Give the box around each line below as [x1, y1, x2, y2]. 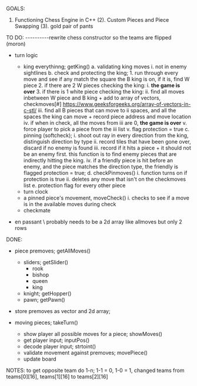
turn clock [23, 188, 48, 195]
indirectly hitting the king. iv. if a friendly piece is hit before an [23, 157, 173, 164]
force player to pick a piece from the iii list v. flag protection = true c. [23, 126, 190, 132]
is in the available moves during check [23, 201, 116, 208]
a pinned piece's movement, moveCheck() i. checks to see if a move [23, 194, 189, 201]
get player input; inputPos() [23, 337, 90, 344]
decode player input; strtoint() [23, 343, 96, 350]
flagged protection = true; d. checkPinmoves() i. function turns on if [23, 169, 188, 176]
